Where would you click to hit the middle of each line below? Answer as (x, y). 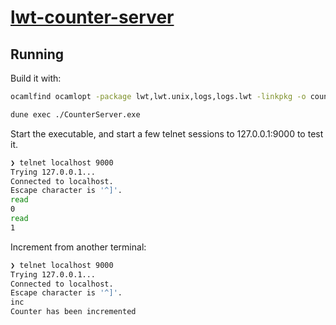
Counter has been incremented (73, 312)
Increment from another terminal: (78, 247)
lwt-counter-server (92, 17)
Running (37, 54)
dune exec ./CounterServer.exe (75, 114)
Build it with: (36, 78)
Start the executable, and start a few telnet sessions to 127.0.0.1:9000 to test (167, 133)
